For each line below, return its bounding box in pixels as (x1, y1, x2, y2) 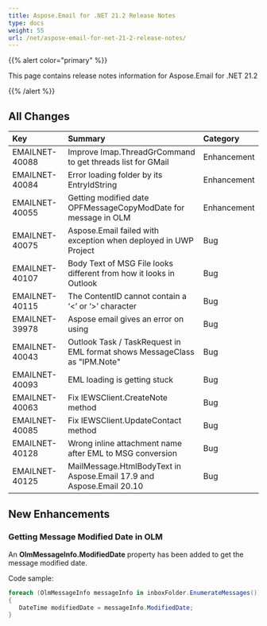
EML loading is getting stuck (67, 375, 173, 386)
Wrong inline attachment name (67, 438, 183, 449)
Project (67, 245, 95, 256)
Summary (67, 133, 106, 144)
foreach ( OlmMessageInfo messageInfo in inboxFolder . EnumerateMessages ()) (8, 589, 261, 597)
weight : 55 (8, 26, 44, 34)
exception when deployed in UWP (67, 235, 195, 247)
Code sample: (8, 574, 54, 583)
